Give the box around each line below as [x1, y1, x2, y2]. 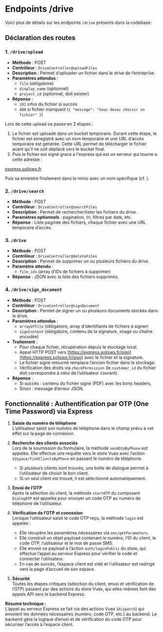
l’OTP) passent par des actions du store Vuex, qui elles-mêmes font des [12, 586, 157, 592]
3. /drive [5, 237, 27, 243]
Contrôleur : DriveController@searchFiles [12, 204, 97, 210]
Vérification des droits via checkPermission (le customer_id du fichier [19, 365, 157, 370]
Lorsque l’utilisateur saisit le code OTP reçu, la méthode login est [12, 515, 144, 521]
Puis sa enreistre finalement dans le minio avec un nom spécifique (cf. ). [5, 175, 150, 181]
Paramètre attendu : [12, 263, 54, 269]
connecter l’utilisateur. [19, 556, 64, 562]
